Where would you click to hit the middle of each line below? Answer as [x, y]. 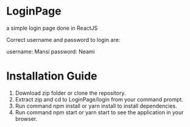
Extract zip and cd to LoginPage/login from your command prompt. [99, 99]
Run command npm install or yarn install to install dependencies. [96, 106]
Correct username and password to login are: [63, 39]
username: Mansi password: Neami [51, 51]
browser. [26, 118]
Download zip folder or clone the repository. [70, 93]
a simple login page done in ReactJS [52, 28]
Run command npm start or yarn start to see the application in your [99, 112]
